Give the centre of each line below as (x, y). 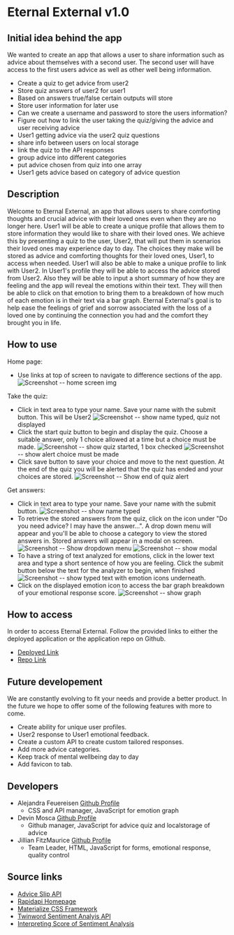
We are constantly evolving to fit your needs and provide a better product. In (117, 699)
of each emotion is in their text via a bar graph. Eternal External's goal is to (115, 300)
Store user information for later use (68, 105)
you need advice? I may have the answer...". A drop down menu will (114, 526)
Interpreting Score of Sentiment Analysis (76, 923)
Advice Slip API (39, 894)
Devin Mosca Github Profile (57, 818)
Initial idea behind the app (65, 38)
